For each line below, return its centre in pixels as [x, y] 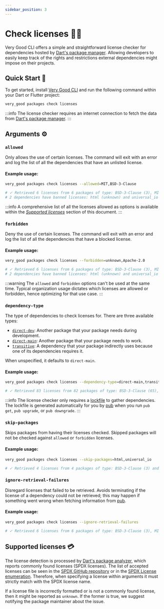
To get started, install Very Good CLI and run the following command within [81, 90]
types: [11, 321]
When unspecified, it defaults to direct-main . [51, 361]
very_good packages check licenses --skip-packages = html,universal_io [78, 460]
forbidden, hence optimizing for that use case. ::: [54, 294]
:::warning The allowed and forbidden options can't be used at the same [77, 283]
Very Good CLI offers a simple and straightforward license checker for [76, 47]
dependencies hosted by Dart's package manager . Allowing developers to [80, 52]
